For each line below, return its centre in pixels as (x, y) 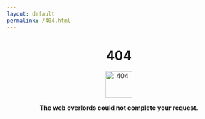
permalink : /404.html (39, 21)
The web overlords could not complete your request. (119, 108)
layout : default (31, 14)
